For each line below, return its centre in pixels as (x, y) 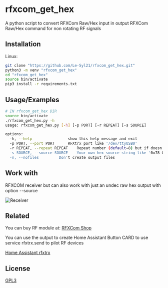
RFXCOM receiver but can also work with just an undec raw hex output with (83, 185)
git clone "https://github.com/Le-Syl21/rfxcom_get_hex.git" (70, 65)
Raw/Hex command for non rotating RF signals (53, 28)
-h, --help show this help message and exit (73, 139)
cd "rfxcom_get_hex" (27, 75)
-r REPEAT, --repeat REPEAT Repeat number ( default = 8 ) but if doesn (86, 148)
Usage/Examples (32, 99)
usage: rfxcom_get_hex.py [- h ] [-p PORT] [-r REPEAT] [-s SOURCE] (76, 125)
